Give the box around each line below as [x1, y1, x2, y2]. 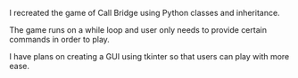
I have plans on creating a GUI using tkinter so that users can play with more [9, 51, 290, 61]
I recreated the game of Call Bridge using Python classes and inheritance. [9, 8, 280, 18]
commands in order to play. [9, 35, 110, 44]
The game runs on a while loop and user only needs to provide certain [9, 25, 268, 35]
